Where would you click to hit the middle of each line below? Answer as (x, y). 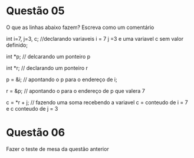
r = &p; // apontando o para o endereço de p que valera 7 (76, 91)
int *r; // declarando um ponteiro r (47, 68)
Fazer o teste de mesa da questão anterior (57, 149)
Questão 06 (36, 133)
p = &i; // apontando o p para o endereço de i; (62, 79)
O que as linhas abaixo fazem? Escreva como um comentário (80, 27)
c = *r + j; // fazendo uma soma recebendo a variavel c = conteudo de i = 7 (97, 102)
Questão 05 (35, 11)
